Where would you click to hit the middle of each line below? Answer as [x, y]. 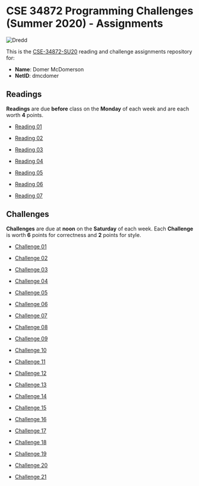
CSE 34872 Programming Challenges [100, 11]
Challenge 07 [31, 315]
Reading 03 [29, 149]
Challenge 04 [31, 281]
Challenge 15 [31, 408]
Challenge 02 [31, 258]
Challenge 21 [31, 476]
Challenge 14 [31, 396]
